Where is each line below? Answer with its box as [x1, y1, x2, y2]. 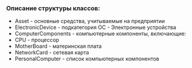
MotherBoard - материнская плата [14, 43, 102, 50]
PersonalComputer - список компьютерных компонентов [14, 55, 159, 63]
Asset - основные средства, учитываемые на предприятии [14, 18, 165, 25]
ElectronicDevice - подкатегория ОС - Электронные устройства [14, 24, 177, 31]
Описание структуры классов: [6, 4, 100, 12]
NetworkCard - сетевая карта [14, 49, 89, 56]
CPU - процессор [14, 37, 59, 44]
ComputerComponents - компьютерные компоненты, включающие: [14, 30, 186, 37]
